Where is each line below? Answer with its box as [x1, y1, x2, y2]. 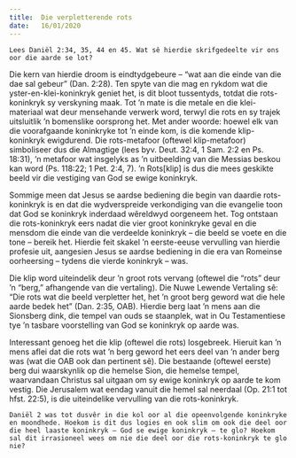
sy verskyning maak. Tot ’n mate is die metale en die [47, 97, 238, 107]
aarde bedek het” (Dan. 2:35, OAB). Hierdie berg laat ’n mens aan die [9, 300, 261, 311]
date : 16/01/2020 [9, 21, 82, 30]
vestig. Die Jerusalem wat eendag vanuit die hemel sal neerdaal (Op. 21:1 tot [9, 384, 288, 394]
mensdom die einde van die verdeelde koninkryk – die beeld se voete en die [9, 227, 287, 237]
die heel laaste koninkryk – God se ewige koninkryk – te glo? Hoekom [9, 426, 276, 435]
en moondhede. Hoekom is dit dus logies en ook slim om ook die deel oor [9, 418, 288, 427]
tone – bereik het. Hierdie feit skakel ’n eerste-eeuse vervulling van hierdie [9, 237, 281, 247]
